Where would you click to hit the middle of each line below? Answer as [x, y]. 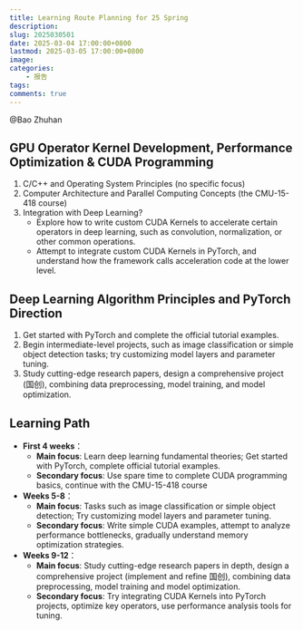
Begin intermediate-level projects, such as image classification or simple [158, 344]
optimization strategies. [80, 544]
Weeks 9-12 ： [49, 555]
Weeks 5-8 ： [48, 496]
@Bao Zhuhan [36, 120]
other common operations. [86, 242]
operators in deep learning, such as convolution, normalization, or [159, 232]
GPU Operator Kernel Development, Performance [151, 147]
